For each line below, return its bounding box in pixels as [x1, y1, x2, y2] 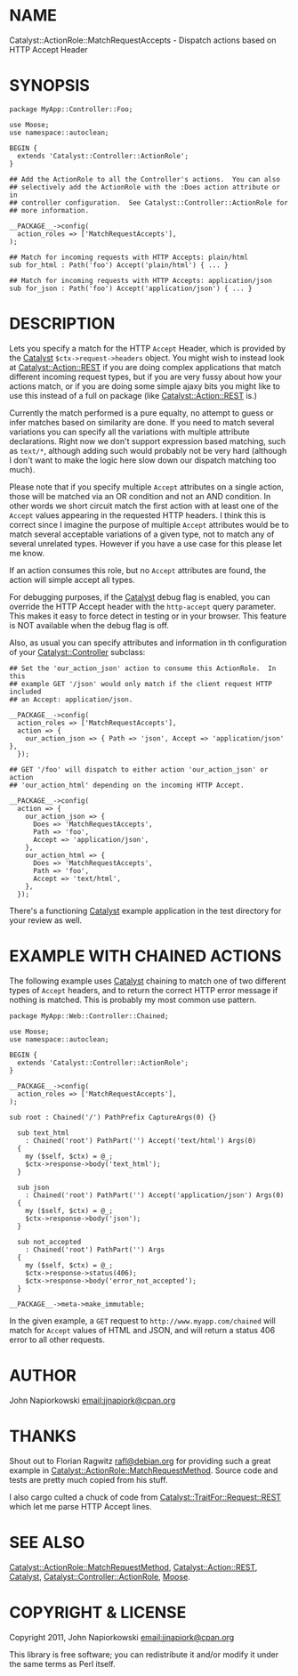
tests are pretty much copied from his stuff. [9, 1474, 168, 1485]
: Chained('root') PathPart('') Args [25, 1245, 165, 1254]
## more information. [9, 206, 90, 215]
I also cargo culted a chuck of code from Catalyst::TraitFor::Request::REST [9, 1492, 282, 1502]
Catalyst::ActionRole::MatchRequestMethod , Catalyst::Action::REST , [9, 1561, 258, 1572]
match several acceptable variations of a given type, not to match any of [9, 529, 275, 539]
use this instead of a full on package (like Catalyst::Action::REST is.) [9, 390, 258, 401]
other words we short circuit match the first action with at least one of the [9, 500, 278, 511]
